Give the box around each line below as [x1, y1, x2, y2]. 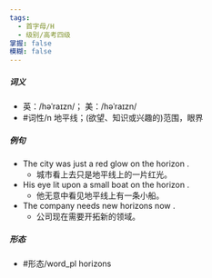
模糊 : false [9, 47, 52, 56]
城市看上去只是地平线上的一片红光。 [35, 169, 173, 180]
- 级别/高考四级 [17, 30, 71, 39]
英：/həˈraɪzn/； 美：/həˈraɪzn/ [22, 101, 137, 112]
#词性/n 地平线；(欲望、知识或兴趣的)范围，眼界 [22, 113, 204, 124]
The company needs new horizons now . [22, 201, 176, 212]
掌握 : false [9, 38, 52, 48]
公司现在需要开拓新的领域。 [35, 211, 141, 223]
